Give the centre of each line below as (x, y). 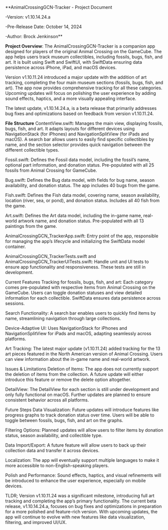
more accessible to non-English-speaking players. (57, 466)
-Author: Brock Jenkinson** (34, 36)
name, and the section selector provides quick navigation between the (78, 145)
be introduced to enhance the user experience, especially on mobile (76, 481)
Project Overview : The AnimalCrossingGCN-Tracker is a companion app (80, 46)
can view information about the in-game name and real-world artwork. (78, 359)
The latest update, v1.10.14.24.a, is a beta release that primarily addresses (81, 108)
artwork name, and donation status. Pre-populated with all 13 (81, 221)
